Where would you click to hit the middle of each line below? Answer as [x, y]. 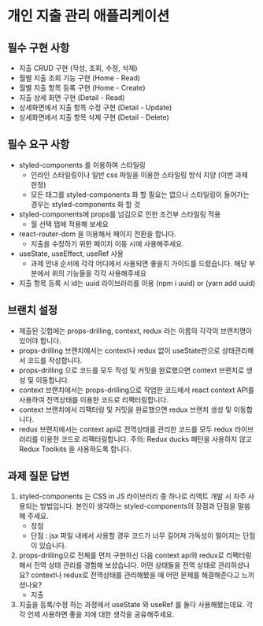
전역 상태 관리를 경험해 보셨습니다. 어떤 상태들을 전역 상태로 [125, 565]
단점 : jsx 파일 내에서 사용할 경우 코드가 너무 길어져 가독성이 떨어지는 [136, 535]
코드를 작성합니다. [55, 360]
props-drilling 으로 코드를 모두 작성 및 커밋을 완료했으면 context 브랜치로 [131, 370]
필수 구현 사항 [39, 48]
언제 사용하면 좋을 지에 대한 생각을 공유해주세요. [101, 614]
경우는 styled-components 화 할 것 [85, 204]
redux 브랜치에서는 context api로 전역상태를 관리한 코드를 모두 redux [126, 429]
